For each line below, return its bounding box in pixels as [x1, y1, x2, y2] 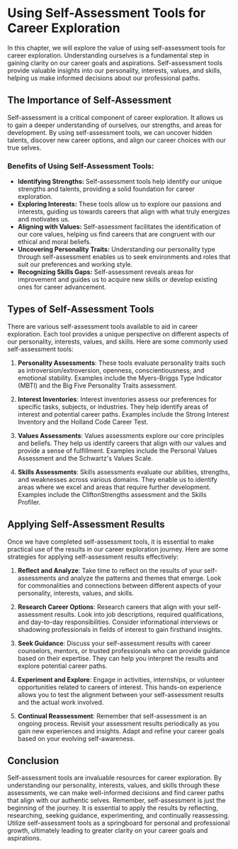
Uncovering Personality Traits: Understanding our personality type [17, 245, 216, 253]
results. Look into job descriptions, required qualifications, [54, 610, 225, 618]
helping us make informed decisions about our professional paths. [7, 73, 200, 82]
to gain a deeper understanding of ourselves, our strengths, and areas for [7, 121, 222, 129]
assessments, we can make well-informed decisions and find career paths [7, 789, 225, 797]
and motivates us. [17, 215, 70, 224]
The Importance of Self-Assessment [7, 94, 172, 106]
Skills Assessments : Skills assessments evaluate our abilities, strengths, [17, 467, 230, 476]
